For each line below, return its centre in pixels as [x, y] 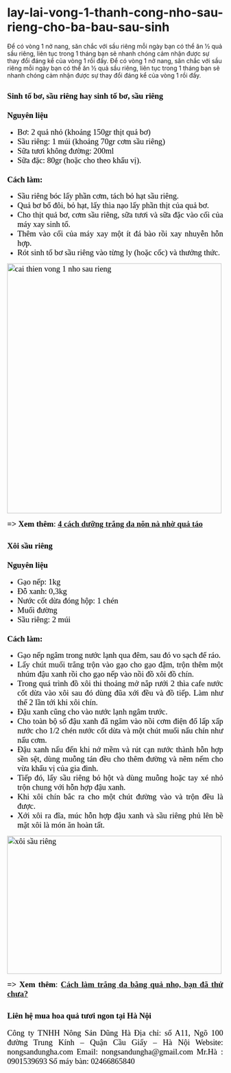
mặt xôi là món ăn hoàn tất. [61, 825]
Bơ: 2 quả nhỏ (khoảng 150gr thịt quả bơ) [84, 132]
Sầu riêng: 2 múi [44, 619]
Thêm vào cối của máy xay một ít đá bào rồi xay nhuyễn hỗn [120, 233]
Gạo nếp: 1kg [39, 581]
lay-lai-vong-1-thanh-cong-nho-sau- [115, 13]
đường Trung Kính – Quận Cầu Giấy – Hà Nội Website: [115, 1042]
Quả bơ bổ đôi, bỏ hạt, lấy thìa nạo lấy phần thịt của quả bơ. [113, 205]
